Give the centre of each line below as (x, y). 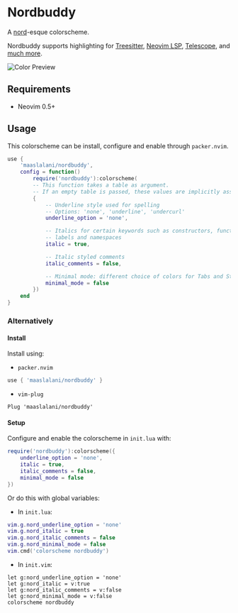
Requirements (39, 89)
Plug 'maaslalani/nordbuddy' (50, 407)
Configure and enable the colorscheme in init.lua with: (89, 438)
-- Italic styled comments (85, 257)
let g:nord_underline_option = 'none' (64, 578)
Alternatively (30, 321)
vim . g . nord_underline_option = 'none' (64, 525)
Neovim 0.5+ (36, 106)
